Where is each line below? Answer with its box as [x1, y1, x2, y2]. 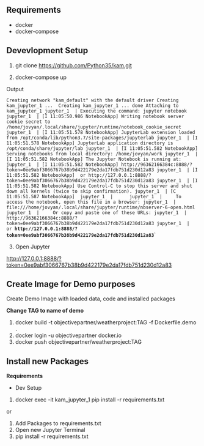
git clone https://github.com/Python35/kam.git [15, 61, 133, 69]
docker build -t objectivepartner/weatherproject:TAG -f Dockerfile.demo [15, 319, 197, 326]
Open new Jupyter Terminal [15, 426, 86, 434]
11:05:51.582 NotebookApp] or [6, 172, 86, 178]
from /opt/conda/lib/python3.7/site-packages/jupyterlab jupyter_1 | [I [6, 135, 199, 141]
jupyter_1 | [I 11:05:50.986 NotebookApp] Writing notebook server [6, 113, 184, 119]
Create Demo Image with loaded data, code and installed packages [6, 295, 175, 302]
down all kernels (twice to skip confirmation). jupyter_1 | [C [6, 188, 176, 195]
